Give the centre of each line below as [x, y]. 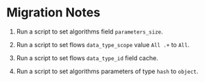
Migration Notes [53, 13]
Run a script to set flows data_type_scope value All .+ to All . [103, 44]
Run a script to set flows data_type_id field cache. [87, 58]
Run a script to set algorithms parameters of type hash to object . [107, 71]
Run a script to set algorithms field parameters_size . [89, 31]
